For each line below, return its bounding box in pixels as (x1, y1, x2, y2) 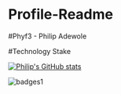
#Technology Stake (8, 46, 71, 56)
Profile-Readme (8, 5, 114, 23)
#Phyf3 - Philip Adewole (8, 31, 87, 41)
